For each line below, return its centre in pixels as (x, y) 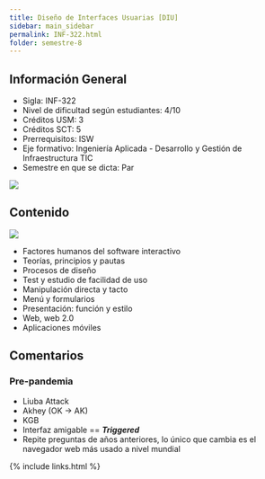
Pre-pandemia (41, 381)
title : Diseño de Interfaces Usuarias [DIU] (94, 18)
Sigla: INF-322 (49, 101)
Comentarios (47, 356)
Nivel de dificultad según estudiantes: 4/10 (102, 111)
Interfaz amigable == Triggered (81, 430)
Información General (68, 79)
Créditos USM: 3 (53, 120)
